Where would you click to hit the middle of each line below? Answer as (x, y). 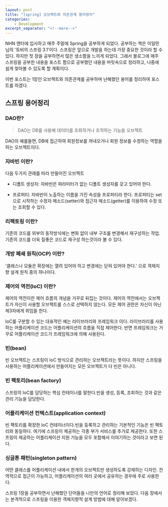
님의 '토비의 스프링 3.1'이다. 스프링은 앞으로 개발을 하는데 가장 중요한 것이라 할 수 (84, 50)
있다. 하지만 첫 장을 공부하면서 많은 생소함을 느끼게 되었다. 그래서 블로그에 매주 (82, 56)
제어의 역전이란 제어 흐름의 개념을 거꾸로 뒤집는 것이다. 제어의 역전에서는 (76, 298)
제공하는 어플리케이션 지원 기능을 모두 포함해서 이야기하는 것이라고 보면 (88, 437)
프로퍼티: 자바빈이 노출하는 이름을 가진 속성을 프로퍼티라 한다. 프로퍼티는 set (87, 195)
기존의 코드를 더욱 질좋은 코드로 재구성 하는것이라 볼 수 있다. (64, 239)
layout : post (19, 10)
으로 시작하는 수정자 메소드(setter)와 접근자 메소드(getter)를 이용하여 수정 (85, 201)
